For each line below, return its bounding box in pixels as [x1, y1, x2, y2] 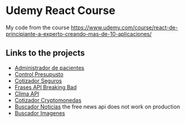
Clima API [14, 90, 40, 97]
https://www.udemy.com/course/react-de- [70, 24, 178, 31]
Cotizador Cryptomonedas [14, 96, 82, 104]
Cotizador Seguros [14, 77, 62, 84]
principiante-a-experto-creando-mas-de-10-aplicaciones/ [5, 30, 152, 37]
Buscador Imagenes [14, 109, 65, 116]
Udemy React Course [5, 4, 116, 18]
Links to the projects [5, 48, 85, 58]
